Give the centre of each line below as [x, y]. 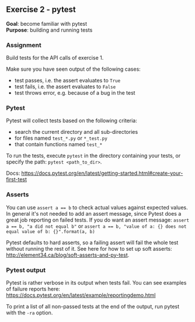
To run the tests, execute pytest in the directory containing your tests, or [93, 156]
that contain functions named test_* [58, 144]
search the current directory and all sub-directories [76, 132]
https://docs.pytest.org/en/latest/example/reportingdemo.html [81, 295]
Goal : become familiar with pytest [47, 23]
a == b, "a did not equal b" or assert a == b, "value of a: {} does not [96, 226]
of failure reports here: [33, 289]
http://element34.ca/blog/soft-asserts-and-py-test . [68, 255]
